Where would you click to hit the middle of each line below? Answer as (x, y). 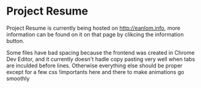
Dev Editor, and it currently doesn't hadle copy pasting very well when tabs (101, 59)
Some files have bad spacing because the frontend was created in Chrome (100, 52)
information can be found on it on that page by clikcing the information (95, 34)
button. (15, 41)
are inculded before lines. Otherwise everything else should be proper (94, 66)
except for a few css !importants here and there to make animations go (95, 72)
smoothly (18, 78)
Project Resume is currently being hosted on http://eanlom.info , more (93, 28)
